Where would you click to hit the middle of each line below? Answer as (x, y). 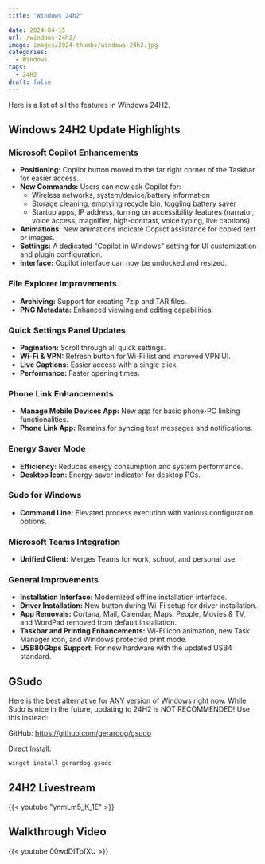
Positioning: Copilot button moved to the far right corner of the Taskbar (137, 170)
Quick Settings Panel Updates (67, 330)
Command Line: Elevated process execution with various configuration (136, 512)
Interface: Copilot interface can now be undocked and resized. (123, 263)
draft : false (30, 82)
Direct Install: (30, 749)
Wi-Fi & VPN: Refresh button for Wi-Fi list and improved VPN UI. (125, 356)
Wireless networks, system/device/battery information (121, 195)
